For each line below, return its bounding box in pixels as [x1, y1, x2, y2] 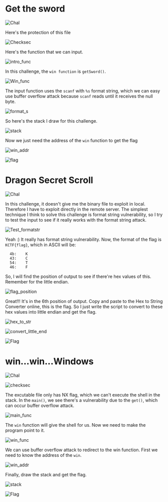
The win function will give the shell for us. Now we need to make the [5, 422, 146, 428]
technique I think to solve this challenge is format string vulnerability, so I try [5, 212, 163, 218]
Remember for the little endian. [5, 278, 69, 284]
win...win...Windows [5, 356, 94, 367]
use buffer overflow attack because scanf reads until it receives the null [5, 93, 153, 99]
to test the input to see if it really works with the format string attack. [5, 217, 147, 223]
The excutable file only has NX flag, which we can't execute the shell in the [5, 391, 160, 397]
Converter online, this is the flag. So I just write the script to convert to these [5, 304, 163, 310]
